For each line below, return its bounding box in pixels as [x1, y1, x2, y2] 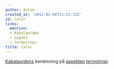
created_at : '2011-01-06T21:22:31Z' [5, 12, 82, 17]
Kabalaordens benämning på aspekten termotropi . [5, 58, 109, 64]
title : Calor [5, 44, 33, 49]
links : [5, 21, 19, 26]
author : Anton [5, 7, 35, 12]
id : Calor [5, 16, 26, 21]
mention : [10, 26, 28, 31]
